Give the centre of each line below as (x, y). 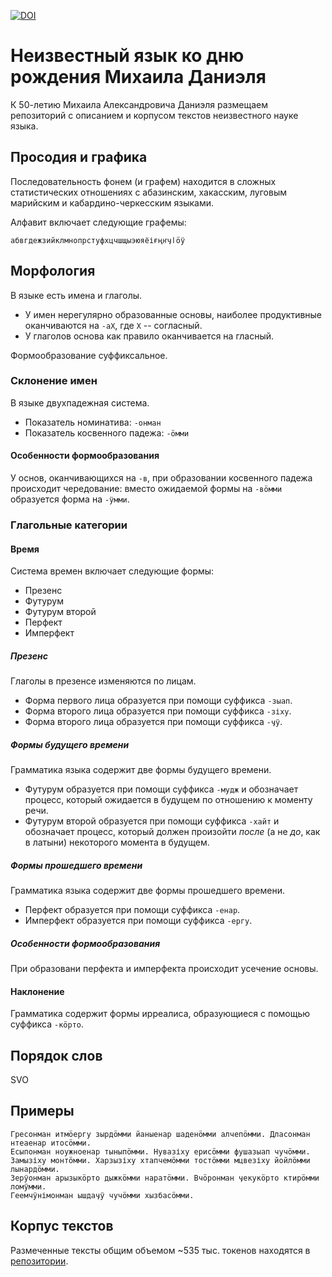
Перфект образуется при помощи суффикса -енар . (132, 910)
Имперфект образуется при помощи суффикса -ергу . (138, 921)
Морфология (53, 271)
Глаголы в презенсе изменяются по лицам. (103, 681)
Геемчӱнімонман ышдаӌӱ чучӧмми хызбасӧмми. (102, 1195)
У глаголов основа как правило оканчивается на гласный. (149, 336)
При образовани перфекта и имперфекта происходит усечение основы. (164, 969)
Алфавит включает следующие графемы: (98, 222)
